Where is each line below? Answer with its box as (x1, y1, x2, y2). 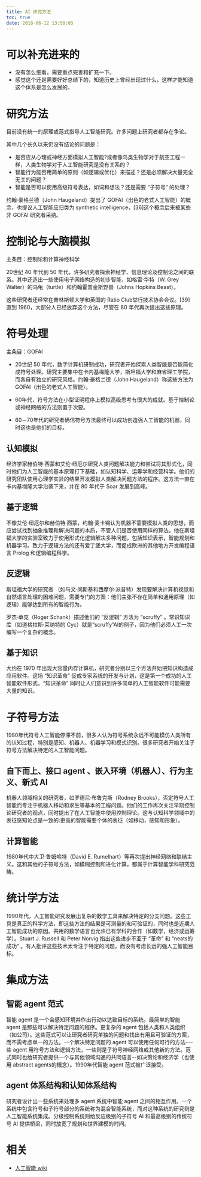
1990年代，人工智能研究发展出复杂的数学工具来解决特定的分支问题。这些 (6, 912, 186, 919)
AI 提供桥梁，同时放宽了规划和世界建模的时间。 (13, 1120, 130, 1127)
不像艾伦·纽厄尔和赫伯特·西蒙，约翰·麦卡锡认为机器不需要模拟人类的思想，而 (6, 519, 194, 526)
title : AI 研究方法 (6, 8, 51, 15)
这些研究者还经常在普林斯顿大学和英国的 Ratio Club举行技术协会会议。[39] (6, 296, 190, 303)
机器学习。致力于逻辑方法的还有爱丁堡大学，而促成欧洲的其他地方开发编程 (6, 541, 190, 549)
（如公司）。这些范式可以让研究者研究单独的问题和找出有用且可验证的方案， (6, 1031, 193, 1038)
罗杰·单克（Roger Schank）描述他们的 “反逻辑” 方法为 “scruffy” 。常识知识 (6, 613, 190, 621)
